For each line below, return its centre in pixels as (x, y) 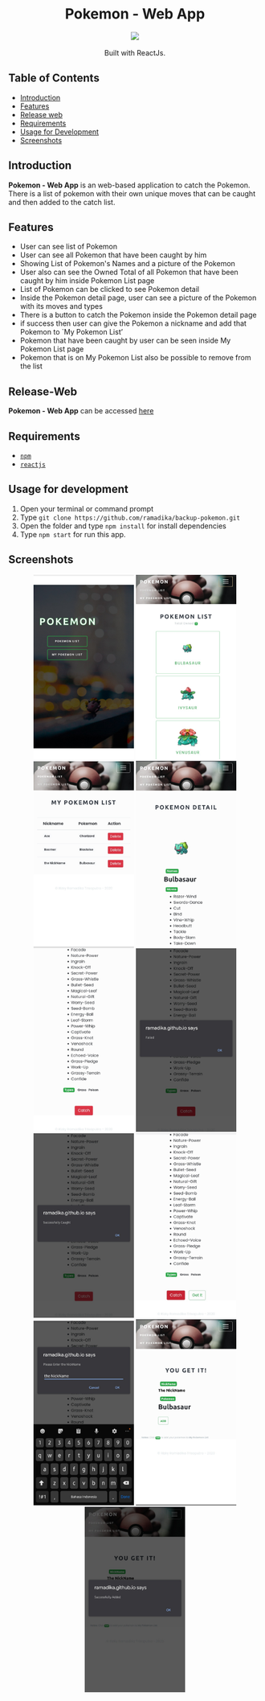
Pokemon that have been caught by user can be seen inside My (125, 341)
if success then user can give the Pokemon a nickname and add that (133, 323)
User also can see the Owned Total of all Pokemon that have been (129, 272)
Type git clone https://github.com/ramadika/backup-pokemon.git (130, 517)
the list (31, 366)
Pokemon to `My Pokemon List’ (71, 332)
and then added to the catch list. (62, 202)
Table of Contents (54, 78)
